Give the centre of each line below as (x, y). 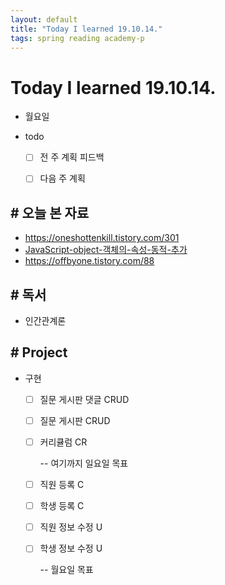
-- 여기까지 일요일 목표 (84, 463)
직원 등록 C (62, 485)
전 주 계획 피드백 (72, 157)
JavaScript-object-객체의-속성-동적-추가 (106, 250)
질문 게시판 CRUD (75, 420)
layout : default (44, 19)
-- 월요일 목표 (66, 570)
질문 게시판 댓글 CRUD (84, 399)
